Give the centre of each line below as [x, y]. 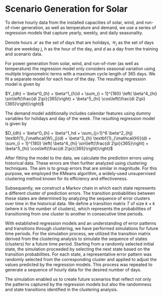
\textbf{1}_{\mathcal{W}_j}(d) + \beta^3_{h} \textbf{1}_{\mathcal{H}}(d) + [78, 138]
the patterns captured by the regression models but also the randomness [78, 284]
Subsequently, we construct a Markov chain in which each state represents [81, 188]
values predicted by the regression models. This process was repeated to [79, 264]
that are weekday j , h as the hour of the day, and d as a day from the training [81, 49]
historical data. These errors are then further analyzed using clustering [76, 163]
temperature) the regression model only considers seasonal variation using [80, 69]
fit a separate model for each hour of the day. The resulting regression [75, 79]
